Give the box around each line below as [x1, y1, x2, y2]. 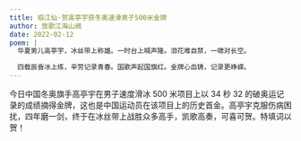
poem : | [9, 38, 39, 48]
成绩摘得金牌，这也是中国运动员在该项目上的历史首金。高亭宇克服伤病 [24, 100, 284, 110]
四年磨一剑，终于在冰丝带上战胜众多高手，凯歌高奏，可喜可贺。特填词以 [24, 111, 292, 121]
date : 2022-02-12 [9, 30, 74, 39]
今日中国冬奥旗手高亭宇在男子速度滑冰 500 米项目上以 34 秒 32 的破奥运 [9, 89, 277, 99]
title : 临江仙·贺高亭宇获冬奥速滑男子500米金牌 [9, 13, 168, 22]
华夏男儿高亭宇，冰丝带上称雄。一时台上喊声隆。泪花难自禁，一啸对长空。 [17, 47, 251, 56]
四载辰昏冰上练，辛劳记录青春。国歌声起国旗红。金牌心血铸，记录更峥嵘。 [17, 63, 251, 72]
